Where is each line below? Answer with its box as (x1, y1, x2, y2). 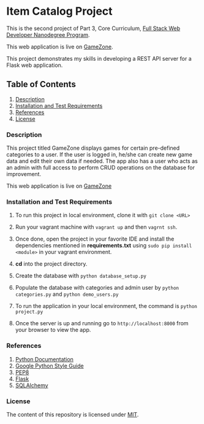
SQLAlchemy (15, 382, 48, 389)
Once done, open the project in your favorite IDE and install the (15, 235, 175, 243)
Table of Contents (6, 79, 77, 90)
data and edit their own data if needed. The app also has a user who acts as (6, 158, 198, 165)
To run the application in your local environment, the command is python (15, 303, 197, 310)
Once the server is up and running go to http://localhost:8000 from (15, 320, 189, 327)
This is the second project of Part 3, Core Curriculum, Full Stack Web (6, 25, 181, 32)
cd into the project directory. (15, 260, 88, 268)
